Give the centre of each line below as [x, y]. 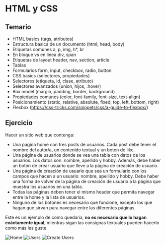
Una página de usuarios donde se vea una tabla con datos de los [79, 155]
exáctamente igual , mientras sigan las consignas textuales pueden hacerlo [82, 222]
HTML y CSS [32, 9]
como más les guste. [27, 228]
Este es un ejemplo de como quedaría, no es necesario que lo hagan [76, 217]
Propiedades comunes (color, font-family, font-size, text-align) [76, 97]
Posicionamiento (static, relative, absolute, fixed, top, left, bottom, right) [85, 102]
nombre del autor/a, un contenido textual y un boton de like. [74, 150]
